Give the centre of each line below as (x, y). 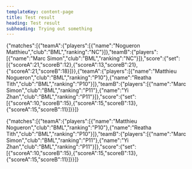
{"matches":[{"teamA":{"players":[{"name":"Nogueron (73, 46)
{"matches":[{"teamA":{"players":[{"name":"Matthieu (72, 121)
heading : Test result (33, 23)
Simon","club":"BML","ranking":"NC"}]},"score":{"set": (114, 58)
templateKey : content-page (40, 12)
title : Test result (31, 17)
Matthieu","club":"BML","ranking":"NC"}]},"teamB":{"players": (82, 52)
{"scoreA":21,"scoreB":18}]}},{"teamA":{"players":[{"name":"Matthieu (91, 71)
